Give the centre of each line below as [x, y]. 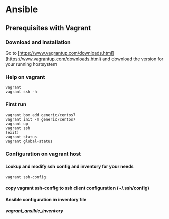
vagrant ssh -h [21, 92]
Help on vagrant [25, 77]
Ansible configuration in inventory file [46, 199]
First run [16, 104]
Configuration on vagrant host [43, 154]
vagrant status [21, 137]
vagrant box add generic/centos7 [40, 115]
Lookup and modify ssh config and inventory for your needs [69, 166]
